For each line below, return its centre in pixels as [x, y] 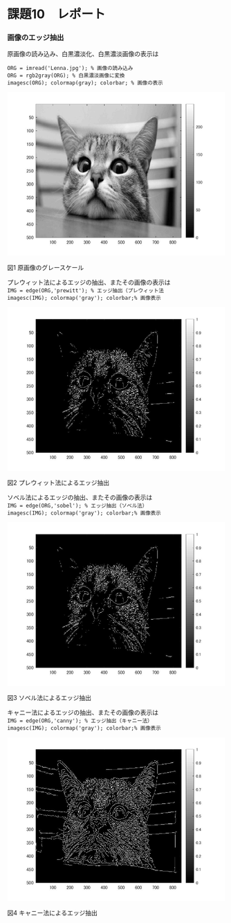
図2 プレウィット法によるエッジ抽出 [58, 483]
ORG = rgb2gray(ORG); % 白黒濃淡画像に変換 [66, 76]
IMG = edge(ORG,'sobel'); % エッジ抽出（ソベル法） [77, 506]
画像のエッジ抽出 [36, 37]
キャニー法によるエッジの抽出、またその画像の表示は [83, 713]
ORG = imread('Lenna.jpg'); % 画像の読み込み [70, 69]
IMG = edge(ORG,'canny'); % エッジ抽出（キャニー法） [80, 721]
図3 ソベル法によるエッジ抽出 [49, 698]
